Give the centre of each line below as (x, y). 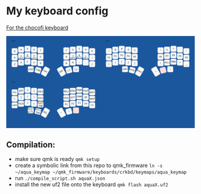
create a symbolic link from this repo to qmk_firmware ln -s (89, 165)
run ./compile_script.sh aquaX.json (60, 178)
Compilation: (31, 145)
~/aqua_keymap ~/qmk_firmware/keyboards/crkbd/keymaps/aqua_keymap (100, 172)
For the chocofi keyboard (37, 28)
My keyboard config (57, 11)
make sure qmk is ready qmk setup (57, 159)
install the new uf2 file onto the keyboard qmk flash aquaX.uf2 (92, 184)
